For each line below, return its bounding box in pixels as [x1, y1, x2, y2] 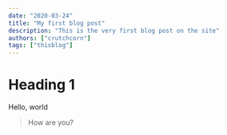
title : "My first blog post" [8, 19, 106, 27]
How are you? [27, 117, 74, 128]
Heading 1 [8, 76, 76, 94]
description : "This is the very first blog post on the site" [8, 26, 220, 34]
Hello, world [8, 102, 48, 112]
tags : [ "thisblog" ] [8, 42, 74, 50]
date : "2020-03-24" [8, 11, 74, 20]
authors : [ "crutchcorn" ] [8, 34, 91, 42]
